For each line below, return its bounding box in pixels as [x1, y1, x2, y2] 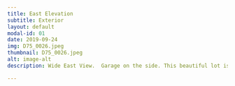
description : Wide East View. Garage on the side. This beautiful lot [7, 62, 220, 69]
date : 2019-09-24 [7, 36, 58, 43]
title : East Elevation [7, 10, 73, 17]
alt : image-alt [7, 56, 52, 63]
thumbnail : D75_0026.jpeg [7, 50, 83, 57]
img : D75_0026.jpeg [7, 43, 64, 50]
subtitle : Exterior [7, 17, 64, 24]
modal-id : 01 [7, 29, 45, 37]
